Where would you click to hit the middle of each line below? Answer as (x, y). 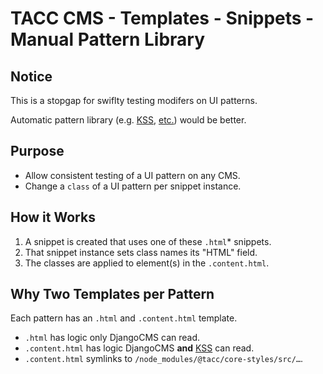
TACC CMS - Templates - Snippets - (162, 18)
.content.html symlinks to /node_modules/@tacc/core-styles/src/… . (164, 359)
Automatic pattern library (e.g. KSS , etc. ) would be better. (128, 120)
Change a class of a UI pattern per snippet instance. (133, 186)
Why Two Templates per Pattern (112, 294)
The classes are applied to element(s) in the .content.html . (147, 263)
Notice (31, 76)
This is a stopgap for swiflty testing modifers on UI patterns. (134, 100)
